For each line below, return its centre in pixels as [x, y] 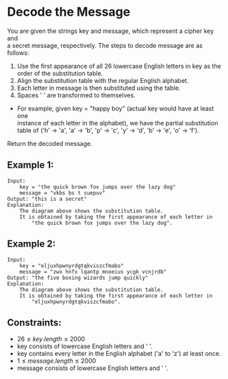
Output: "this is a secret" [47, 199]
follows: [18, 53]
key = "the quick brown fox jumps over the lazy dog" [98, 187]
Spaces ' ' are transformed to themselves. [76, 95]
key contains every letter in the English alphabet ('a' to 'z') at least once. [119, 354]
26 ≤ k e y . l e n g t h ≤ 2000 [51, 339]
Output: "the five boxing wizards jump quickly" [78, 278]
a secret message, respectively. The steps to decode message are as [105, 45]
